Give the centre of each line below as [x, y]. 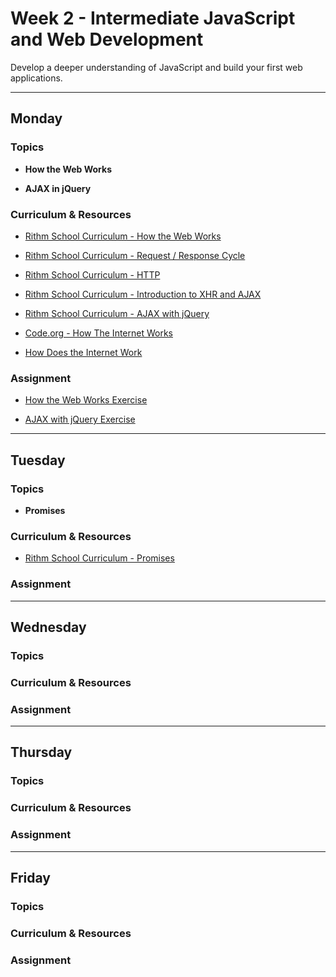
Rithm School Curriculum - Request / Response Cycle [135, 255]
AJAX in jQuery [58, 188]
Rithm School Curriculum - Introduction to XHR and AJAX [143, 294]
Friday [30, 877]
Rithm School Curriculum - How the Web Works [123, 236]
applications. [36, 78]
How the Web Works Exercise [86, 400]
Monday [36, 118]
